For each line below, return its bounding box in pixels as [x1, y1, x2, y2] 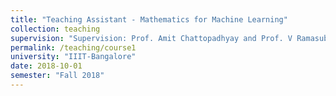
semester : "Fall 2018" [10, 71, 105, 81]
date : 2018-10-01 [10, 61, 83, 71]
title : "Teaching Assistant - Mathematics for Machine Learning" [10, 14, 288, 25]
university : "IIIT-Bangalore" [10, 52, 137, 62]
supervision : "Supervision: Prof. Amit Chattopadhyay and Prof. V [10, 33, 293, 43]
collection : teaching [10, 24, 101, 34]
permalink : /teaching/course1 [10, 42, 137, 53]
